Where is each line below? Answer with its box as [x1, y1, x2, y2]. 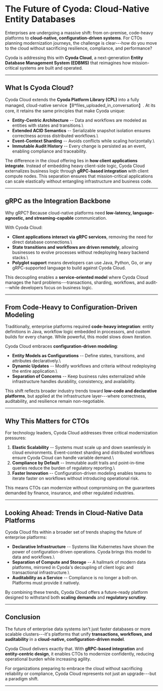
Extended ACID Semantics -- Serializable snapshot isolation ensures [12, 127, 151, 133]
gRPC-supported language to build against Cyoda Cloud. [12, 265, 126, 271]
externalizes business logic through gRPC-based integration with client [5, 168, 149, 173]
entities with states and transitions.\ [12, 122, 83, 128]
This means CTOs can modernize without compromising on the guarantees [5, 485, 155, 491]
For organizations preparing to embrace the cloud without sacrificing [5, 665, 143, 671]
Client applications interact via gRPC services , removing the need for [12, 234, 153, 240]
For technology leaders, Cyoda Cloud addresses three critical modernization [5, 430, 158, 436]
